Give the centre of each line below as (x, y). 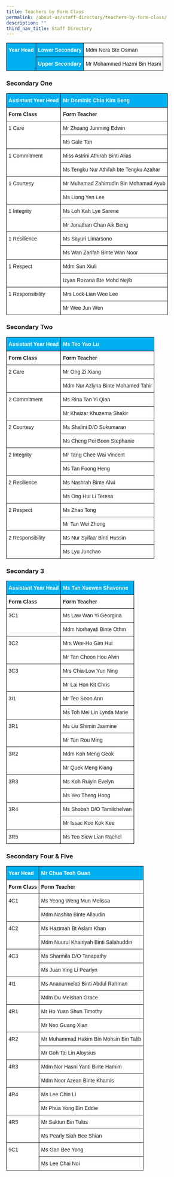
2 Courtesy (21, 427)
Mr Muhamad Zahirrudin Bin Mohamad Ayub (114, 183)
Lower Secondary (60, 50)
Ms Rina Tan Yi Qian (86, 399)
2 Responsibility (27, 538)
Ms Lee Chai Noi (60, 1164)
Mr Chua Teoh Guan (66, 873)
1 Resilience (23, 239)
